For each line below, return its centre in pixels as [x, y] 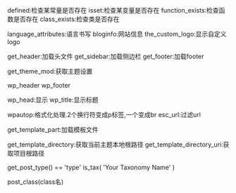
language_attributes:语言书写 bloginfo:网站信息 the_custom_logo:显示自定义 [117, 34]
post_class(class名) [36, 182]
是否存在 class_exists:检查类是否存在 [66, 19]
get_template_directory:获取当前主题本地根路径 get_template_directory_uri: [115, 145]
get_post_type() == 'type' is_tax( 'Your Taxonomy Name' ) [91, 167]
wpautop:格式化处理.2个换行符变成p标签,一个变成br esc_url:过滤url [104, 115]
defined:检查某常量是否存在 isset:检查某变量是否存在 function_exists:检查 [113, 10]
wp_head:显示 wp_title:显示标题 [53, 100]
